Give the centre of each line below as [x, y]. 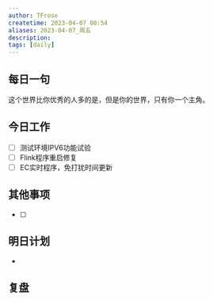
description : [30, 38]
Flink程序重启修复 [48, 157]
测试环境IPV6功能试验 [55, 147]
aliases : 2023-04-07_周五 [49, 30]
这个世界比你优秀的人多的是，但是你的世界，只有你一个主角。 [109, 99]
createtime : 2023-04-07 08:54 [58, 23]
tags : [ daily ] [32, 45]
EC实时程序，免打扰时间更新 [66, 167]
